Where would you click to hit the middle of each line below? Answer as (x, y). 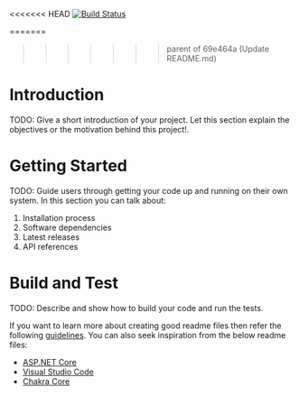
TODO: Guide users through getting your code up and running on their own (149, 190)
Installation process (59, 217)
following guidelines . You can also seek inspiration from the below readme (148, 335)
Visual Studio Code (58, 372)
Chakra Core (46, 381)
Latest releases (51, 237)
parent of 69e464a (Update (218, 49)
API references (50, 246)
